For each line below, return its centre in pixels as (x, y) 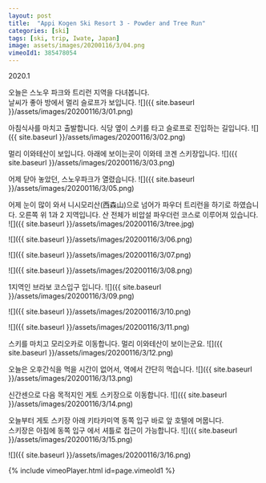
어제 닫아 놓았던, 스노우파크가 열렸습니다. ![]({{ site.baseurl (101, 179)
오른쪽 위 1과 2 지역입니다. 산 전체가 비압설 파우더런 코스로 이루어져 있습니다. (139, 215)
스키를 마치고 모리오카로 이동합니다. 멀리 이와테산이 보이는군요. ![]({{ (115, 343)
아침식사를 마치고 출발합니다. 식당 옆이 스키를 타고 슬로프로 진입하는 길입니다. (129, 128)
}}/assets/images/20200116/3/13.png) (71, 378)
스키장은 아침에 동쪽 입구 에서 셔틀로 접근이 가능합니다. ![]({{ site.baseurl (123, 430)
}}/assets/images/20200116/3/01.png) (71, 112)
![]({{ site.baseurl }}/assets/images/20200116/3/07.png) (100, 255)
